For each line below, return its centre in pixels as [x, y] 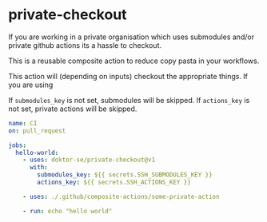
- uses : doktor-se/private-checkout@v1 [89, 160]
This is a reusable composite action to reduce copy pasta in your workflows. [134, 61]
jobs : [17, 145]
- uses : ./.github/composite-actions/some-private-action [121, 196]
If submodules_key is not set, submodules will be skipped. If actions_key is [129, 100]
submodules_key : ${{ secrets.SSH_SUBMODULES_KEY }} [125, 175]
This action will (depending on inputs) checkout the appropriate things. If [128, 76]
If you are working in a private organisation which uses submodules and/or [131, 37]
